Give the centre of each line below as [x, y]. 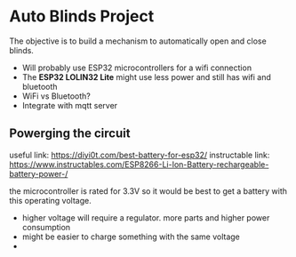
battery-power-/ [39, 173]
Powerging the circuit [70, 134]
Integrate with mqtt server [70, 105]
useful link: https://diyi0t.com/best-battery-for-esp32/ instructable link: [140, 155]
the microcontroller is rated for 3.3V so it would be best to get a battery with [148, 191]
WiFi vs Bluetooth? [56, 96]
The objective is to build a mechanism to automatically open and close [138, 41]
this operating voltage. [50, 200]
